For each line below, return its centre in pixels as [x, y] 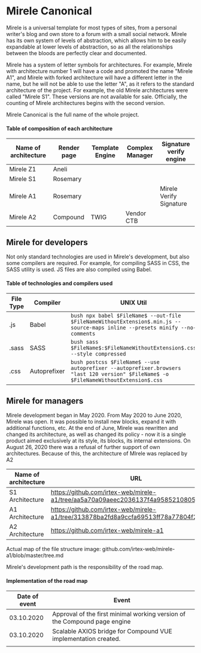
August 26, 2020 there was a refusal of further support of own [83, 447]
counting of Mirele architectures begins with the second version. [86, 103]
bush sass [85, 342]
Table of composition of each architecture [60, 128]
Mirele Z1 [23, 169]
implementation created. [86, 639]
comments [83, 334]
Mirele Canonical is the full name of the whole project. [73, 115]
